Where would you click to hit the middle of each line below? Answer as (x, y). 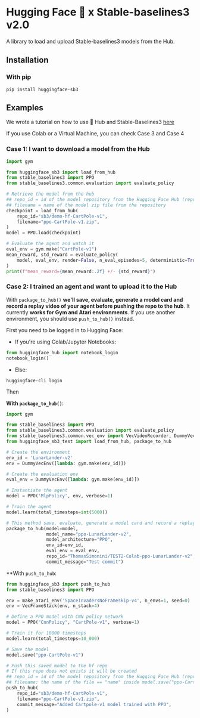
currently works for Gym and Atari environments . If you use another (91, 312)
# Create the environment (38, 452)
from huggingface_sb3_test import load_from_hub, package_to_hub (89, 442)
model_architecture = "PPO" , (79, 540)
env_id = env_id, (65, 545)
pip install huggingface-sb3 (42, 89)
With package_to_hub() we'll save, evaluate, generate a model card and (95, 299)
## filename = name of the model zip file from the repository (86, 205)
